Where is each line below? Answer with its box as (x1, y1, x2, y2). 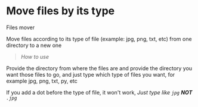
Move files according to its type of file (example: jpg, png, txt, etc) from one (6, 35, 192, 42)
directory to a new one (6, 42, 62, 49)
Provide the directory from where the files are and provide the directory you (6, 64, 193, 72)
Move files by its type (6, 4, 115, 18)
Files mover (6, 24, 35, 31)
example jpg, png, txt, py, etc (6, 77, 78, 84)
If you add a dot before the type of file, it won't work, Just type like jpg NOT (6, 89, 193, 96)
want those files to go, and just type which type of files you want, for (6, 71, 175, 78)
